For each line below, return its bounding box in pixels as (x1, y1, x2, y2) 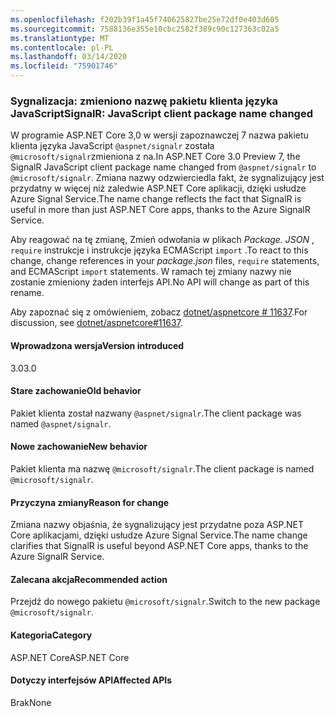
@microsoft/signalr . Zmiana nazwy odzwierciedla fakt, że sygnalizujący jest (10, 172, 325, 184)
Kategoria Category (10, 629, 93, 641)
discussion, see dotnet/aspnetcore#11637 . (10, 317, 183, 329)
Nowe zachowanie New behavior (10, 441, 148, 453)
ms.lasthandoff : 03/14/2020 (10, 52, 128, 62)
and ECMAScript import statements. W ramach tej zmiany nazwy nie (10, 266, 292, 278)
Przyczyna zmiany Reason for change (10, 496, 170, 508)
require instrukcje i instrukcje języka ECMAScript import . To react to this (10, 244, 309, 256)
